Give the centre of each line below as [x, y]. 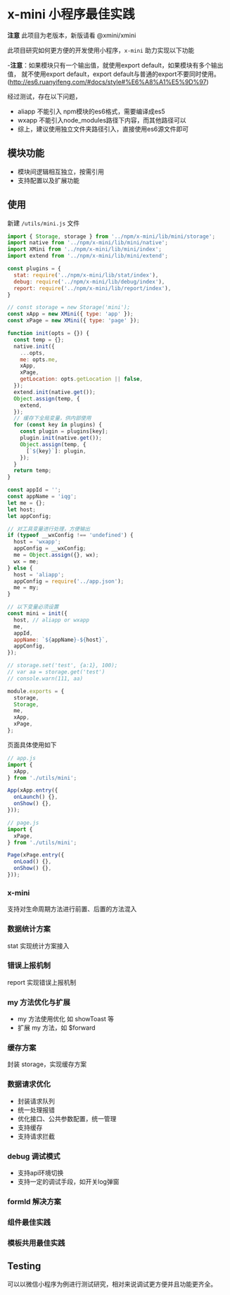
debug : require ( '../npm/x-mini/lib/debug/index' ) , [89, 282]
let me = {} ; [26, 503]
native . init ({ [34, 346]
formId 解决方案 [34, 1201]
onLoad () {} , [33, 862]
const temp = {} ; [39, 340]
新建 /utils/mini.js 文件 [44, 223]
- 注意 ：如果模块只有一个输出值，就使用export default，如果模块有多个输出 [115, 65]
